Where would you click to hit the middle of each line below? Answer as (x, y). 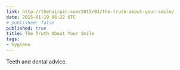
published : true (26, 28)
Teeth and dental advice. (37, 61)
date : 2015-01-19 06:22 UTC (41, 17)
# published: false (30, 23)
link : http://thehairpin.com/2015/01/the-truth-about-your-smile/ (90, 12)
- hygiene (18, 45)
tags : (13, 39)
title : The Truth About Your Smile (50, 34)
